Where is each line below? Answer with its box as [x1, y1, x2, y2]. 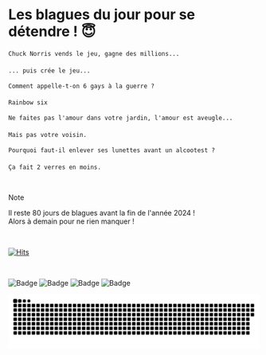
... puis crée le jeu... [8, 66, 91, 75]
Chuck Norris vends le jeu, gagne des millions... [8, 49, 180, 57]
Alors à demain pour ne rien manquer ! [8, 217, 135, 226]
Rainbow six [8, 99, 48, 107]
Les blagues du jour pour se [8, 6, 196, 24]
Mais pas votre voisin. [8, 131, 88, 138]
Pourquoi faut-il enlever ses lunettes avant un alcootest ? [8, 146, 216, 154]
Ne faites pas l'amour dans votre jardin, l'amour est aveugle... [8, 114, 233, 123]
